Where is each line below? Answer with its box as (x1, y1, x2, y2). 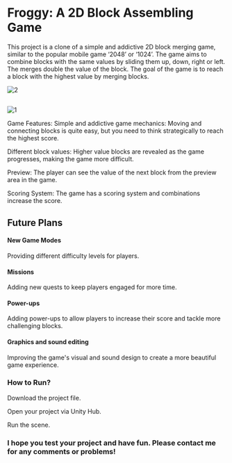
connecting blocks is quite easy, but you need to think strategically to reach (7, 127, 224, 135)
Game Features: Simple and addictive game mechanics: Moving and (7, 120, 202, 128)
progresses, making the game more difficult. (7, 155, 134, 163)
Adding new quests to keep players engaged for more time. (7, 283, 177, 291)
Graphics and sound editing (7, 337, 89, 346)
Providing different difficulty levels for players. (7, 252, 140, 260)
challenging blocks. (7, 322, 63, 330)
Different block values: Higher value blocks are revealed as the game (7, 147, 205, 156)
